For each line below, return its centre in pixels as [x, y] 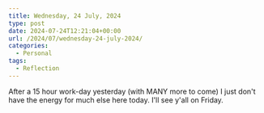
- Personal [34, 53]
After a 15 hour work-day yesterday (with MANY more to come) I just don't [132, 91]
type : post [27, 23]
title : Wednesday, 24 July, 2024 [65, 16]
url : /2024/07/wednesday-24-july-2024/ [76, 38]
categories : [28, 46]
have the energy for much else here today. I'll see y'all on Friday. [116, 100]
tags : [17, 61]
